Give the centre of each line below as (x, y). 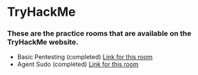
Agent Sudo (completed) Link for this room (78, 64)
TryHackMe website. (43, 42)
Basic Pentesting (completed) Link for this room (85, 57)
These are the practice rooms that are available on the (99, 34)
